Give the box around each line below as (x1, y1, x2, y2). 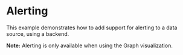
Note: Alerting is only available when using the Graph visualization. (6, 42, 173, 49)
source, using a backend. (6, 30, 69, 37)
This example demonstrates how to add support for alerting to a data (6, 24, 178, 31)
